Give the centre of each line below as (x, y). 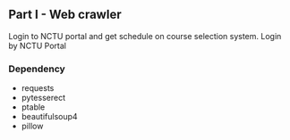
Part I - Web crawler (65, 15)
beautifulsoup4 (49, 117)
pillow (32, 126)
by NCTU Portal (37, 45)
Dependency (37, 69)
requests (38, 88)
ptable (33, 107)
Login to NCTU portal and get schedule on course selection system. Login (145, 36)
